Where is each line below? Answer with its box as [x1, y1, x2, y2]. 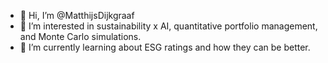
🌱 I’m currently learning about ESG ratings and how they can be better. [19, 41, 311, 53]
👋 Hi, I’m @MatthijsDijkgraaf [19, 10, 135, 21]
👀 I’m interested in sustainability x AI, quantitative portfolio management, [19, 20, 318, 32]
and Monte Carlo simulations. [19, 31, 142, 42]
